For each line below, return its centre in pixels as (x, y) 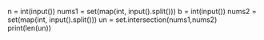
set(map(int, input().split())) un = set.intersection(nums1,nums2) (112, 20)
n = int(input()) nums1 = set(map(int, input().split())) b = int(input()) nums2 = (132, 11)
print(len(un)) (30, 28)
